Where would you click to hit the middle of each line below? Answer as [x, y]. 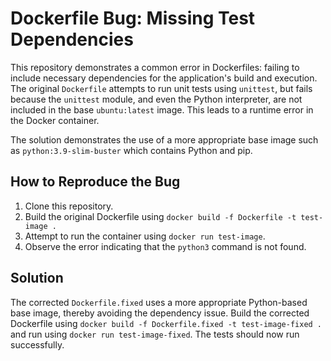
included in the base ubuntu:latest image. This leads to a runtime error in [162, 109]
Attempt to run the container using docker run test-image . [145, 236]
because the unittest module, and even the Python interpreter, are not [156, 99]
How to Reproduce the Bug [95, 182]
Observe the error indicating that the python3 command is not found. [165, 246]
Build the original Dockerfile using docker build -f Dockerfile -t [160, 216]
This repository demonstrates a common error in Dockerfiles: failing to [155, 67]
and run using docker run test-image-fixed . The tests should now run [155, 334]
